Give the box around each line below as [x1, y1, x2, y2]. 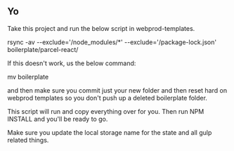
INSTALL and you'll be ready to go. [7, 114, 108, 123]
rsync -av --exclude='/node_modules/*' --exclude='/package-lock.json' [7, 38, 216, 46]
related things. [7, 136, 49, 144]
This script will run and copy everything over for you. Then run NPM [7, 107, 204, 115]
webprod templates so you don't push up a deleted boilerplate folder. [7, 93, 207, 102]
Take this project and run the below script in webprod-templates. [7, 24, 195, 32]
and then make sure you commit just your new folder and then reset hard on [7, 86, 227, 94]
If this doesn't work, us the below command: [7, 59, 136, 67]
